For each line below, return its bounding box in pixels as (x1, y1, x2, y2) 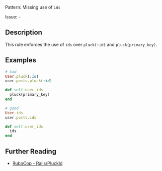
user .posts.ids (5, 115, 37, 120)
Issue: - (5, 14, 21, 19)
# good (5, 106, 19, 111)
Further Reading (5, 147, 57, 156)
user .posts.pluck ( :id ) (5, 78, 52, 84)
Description (5, 28, 42, 37)
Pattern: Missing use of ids (5, 4, 61, 10)
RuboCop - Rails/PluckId (12, 160, 63, 166)
